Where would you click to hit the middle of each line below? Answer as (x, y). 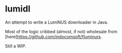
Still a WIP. (16, 46)
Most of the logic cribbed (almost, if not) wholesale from (61, 31)
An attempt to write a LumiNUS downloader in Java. (57, 22)
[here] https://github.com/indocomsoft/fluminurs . (53, 37)
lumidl (18, 9)
